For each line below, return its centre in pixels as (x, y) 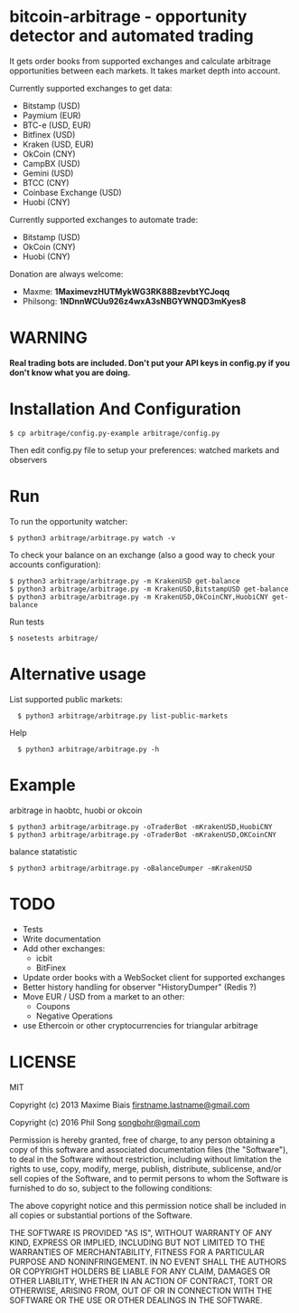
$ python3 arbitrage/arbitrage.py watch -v (93, 538)
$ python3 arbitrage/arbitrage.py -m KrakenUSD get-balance (125, 581)
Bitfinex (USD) (49, 134)
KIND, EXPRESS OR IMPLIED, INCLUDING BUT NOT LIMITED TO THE (137, 1242)
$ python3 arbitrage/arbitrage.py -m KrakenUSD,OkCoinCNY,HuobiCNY (139, 597)
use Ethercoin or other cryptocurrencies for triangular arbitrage (140, 1025)
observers (28, 459)
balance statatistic (43, 851)
